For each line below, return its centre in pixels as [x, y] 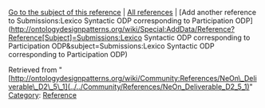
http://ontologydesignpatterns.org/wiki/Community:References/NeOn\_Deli [134, 78]
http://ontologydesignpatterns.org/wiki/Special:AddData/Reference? [123, 29]
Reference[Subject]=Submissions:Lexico [75, 37]
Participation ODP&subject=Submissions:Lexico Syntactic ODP [111, 46]
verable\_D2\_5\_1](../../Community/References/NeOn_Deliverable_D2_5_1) [129, 87]
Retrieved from [33, 70]
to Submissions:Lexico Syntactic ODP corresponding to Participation [121, 21]
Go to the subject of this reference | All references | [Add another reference [132, 12]
